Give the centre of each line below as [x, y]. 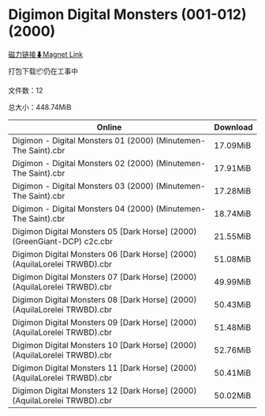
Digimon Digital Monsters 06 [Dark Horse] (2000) [105, 254]
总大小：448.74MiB [40, 107]
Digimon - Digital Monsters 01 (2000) [83, 140]
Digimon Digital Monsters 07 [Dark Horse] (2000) [105, 277]
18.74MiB [233, 214]
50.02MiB [233, 395]
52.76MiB [233, 350]
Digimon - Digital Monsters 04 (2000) [83, 209]
